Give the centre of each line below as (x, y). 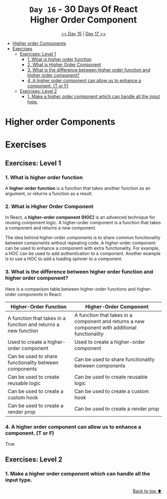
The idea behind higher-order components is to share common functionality (83, 238)
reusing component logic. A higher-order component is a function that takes (83, 223)
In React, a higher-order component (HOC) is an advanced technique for (80, 217)
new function (23, 331)
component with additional (105, 327)
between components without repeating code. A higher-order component (80, 243)
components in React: (40, 294)
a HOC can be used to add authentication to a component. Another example (83, 254)
